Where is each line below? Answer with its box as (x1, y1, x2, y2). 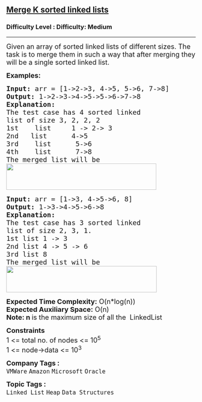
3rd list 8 (6, 249, 47, 258)
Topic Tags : (6, 380, 46, 388)
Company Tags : (6, 359, 60, 367)
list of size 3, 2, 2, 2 (6, 115, 100, 124)
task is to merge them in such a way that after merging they (6, 50, 195, 59)
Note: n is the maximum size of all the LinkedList (6, 312, 162, 321)
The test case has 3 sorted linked (6, 218, 141, 227)
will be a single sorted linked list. (6, 58, 110, 67)
